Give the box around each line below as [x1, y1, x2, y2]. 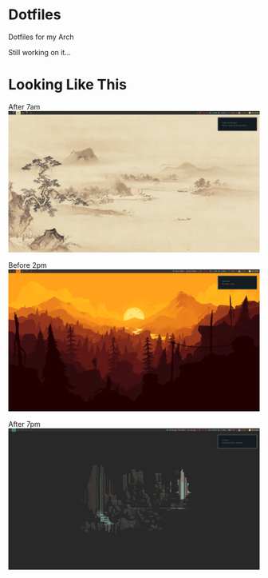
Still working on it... [8, 47, 72, 57]
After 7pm [8, 419, 41, 429]
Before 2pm [8, 261, 47, 270]
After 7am [8, 102, 41, 111]
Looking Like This [8, 76, 128, 94]
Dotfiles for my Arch [8, 32, 74, 42]
